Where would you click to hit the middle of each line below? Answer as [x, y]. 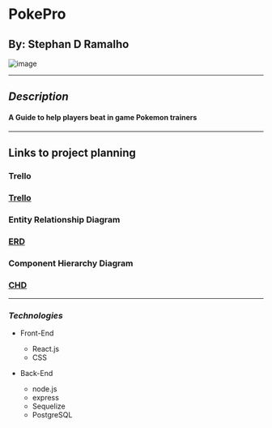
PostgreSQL [52, 415]
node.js [45, 389]
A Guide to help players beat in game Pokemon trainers [103, 117]
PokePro [37, 14]
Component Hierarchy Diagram [71, 263]
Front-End [37, 333]
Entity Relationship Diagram [64, 219]
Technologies [36, 315]
